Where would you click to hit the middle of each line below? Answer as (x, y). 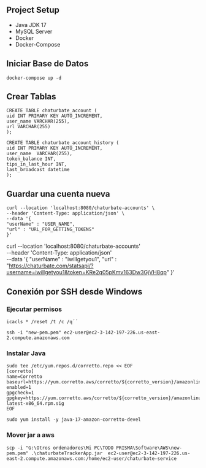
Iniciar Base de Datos (48, 64)
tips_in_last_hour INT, (37, 164)
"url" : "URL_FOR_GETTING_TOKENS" (51, 229)
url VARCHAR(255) (29, 127)
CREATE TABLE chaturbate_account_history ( (63, 143)
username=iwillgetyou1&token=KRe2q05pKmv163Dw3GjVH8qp (86, 272)
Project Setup (33, 10)
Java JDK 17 (31, 25)
